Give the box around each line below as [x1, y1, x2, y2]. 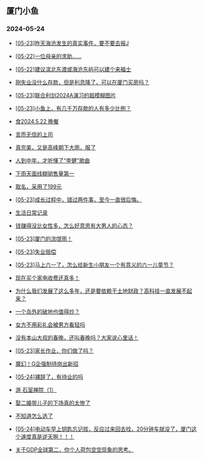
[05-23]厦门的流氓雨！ [15, 235, 73, 242]
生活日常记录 [15, 209, 48, 216]
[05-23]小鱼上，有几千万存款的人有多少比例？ [15, 104, 131, 112]
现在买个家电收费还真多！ [15, 274, 80, 281]
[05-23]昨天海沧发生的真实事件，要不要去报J [15, 39, 130, 47]
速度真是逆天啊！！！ [20, 433, 75, 440]
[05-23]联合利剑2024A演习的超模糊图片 [15, 91, 116, 99]
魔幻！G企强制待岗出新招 [15, 360, 79, 367]
